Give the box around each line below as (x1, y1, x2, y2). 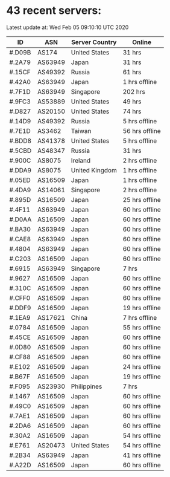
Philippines (71, 382, 102, 391)
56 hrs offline (122, 126, 161, 135)
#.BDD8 (9, 137, 32, 145)
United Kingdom (71, 166, 118, 174)
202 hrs (122, 87, 146, 96)
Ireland (71, 156, 91, 164)
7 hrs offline (122, 313, 157, 322)
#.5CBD (9, 146, 32, 155)
